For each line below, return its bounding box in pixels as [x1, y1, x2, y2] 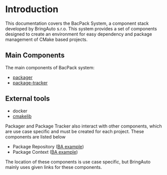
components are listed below [5, 134, 66, 140]
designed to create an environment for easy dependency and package [5, 31, 152, 37]
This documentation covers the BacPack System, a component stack [5, 20, 149, 26]
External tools [5, 95, 50, 103]
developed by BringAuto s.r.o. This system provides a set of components [5, 25, 157, 31]
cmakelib [12, 113, 32, 119]
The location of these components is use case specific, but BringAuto [5, 158, 151, 165]
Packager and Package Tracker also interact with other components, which [5, 123, 162, 129]
